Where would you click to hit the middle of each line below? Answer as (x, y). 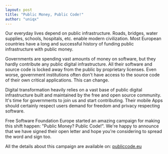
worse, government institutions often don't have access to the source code (82, 75)
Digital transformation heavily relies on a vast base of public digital (74, 90)
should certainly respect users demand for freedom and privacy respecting (82, 106)
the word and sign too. (28, 137)
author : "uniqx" (22, 19)
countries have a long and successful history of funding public (69, 44)
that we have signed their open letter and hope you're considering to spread (84, 131)
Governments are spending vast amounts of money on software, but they (80, 59)
